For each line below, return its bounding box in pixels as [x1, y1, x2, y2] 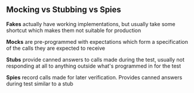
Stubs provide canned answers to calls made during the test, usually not [6, 56, 185, 63]
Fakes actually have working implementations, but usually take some [6, 20, 175, 27]
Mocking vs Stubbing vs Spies [6, 5, 121, 15]
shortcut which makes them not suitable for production [6, 27, 141, 34]
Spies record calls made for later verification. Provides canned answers [6, 73, 183, 81]
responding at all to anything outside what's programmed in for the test [6, 62, 181, 69]
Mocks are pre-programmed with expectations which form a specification [6, 38, 188, 45]
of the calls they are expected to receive [6, 44, 106, 52]
